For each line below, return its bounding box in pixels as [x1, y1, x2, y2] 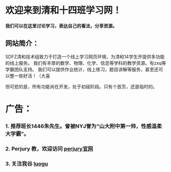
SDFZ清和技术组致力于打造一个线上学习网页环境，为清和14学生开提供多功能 [5, 53, 165, 60]
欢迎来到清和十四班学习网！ [5, 5, 122, 16]
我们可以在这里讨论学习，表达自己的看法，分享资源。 [5, 22, 117, 28]
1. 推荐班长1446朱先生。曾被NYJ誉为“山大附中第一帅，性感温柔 [5, 123, 162, 130]
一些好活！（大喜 [14, 72, 50, 79]
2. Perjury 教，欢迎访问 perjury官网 [5, 145, 93, 152]
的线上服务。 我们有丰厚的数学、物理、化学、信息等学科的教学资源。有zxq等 [5, 60, 166, 66]
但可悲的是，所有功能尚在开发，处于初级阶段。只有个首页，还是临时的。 [5, 83, 157, 90]
